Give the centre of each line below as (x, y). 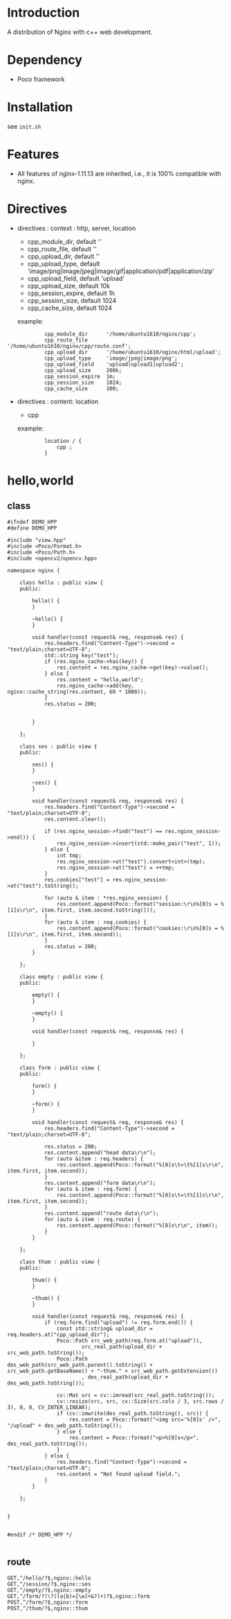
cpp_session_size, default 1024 (72, 300)
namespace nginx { (34, 570)
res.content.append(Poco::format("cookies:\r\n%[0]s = (137, 928)
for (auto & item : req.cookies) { (95, 922)
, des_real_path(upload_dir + (125, 1377)
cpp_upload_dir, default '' (64, 256)
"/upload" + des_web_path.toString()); (65, 1426)
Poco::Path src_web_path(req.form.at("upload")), (129, 1340)
